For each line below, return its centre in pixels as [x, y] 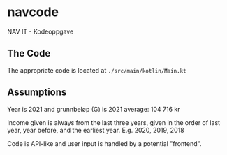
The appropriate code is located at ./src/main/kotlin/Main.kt [97, 70]
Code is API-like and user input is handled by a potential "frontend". [104, 143]
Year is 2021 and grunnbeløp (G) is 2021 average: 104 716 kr [94, 109]
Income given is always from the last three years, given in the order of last [114, 122]
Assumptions [37, 93]
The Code [29, 53]
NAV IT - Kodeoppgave [41, 31]
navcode [33, 12]
